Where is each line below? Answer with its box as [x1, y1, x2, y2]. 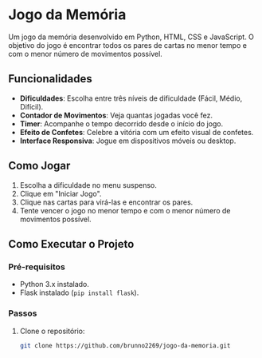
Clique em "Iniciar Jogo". [19, 189, 102, 198]
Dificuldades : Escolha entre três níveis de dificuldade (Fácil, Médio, [19, 93, 243, 103]
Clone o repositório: [19, 326, 85, 336]
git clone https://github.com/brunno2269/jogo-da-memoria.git [19, 341, 231, 349]
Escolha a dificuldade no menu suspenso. [19, 180, 157, 189]
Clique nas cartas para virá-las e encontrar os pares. [19, 197, 194, 207]
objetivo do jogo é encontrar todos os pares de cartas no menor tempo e [8, 40, 247, 50]
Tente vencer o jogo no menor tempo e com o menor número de [19, 205, 231, 215]
